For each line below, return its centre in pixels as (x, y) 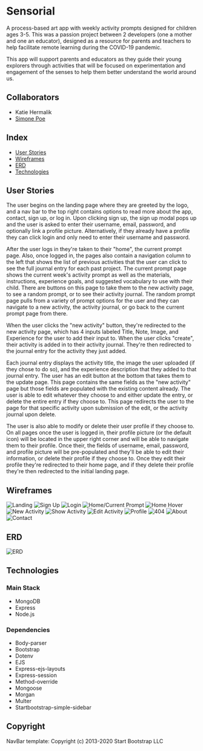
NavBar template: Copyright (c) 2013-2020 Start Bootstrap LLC (85, 741)
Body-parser (31, 643)
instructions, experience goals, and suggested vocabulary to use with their (99, 281)
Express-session (36, 675)
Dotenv (24, 656)
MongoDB (28, 601)
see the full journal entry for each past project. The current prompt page (96, 269)
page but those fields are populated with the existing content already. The (98, 389)
